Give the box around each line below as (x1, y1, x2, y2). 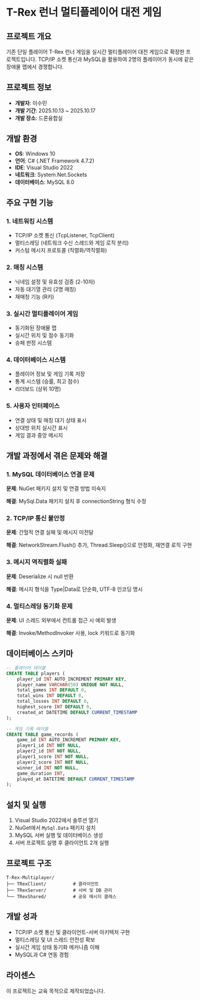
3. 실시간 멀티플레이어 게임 (6, 309, 79, 318)
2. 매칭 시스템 (6, 263, 44, 271)
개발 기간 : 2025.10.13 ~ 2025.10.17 (14, 107, 96, 114)
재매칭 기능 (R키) (14, 293, 55, 300)
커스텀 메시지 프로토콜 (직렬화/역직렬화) (14, 247, 107, 254)
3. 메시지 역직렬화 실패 (6, 558, 67, 566)
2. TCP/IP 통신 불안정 (6, 514, 65, 522)
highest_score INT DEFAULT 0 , (17, 704, 93, 710)
